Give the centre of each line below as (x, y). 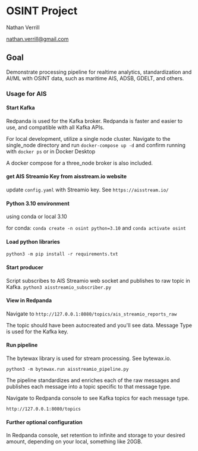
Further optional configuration (44, 422)
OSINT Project (42, 11)
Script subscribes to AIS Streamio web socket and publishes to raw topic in (98, 280)
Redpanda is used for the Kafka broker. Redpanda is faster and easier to (95, 121)
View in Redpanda (29, 301)
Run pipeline (22, 345)
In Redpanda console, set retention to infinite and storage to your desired (96, 436)
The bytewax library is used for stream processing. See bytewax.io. (89, 358)
